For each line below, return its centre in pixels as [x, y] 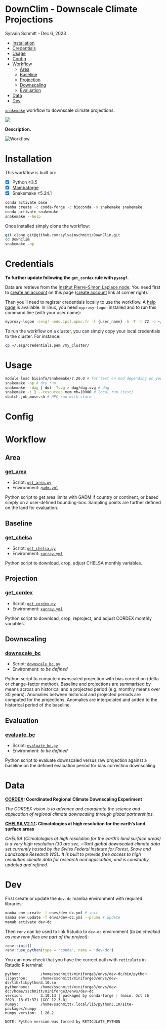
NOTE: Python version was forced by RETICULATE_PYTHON [63, 1022]
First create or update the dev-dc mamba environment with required [74, 898]
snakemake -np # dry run [31, 383]
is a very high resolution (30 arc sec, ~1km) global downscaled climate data [83, 843]
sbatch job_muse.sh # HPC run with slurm [48, 397]
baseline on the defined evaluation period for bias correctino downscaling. [81, 766]
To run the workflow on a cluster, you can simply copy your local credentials [83, 331]
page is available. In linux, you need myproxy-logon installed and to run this [81, 307]
